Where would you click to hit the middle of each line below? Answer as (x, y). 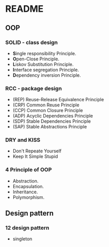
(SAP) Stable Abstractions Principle (50, 127)
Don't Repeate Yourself (37, 151)
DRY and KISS (23, 140)
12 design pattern (27, 228)
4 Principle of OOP (29, 170)
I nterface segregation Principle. (46, 70)
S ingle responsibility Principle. (44, 53)
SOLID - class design (32, 42)
